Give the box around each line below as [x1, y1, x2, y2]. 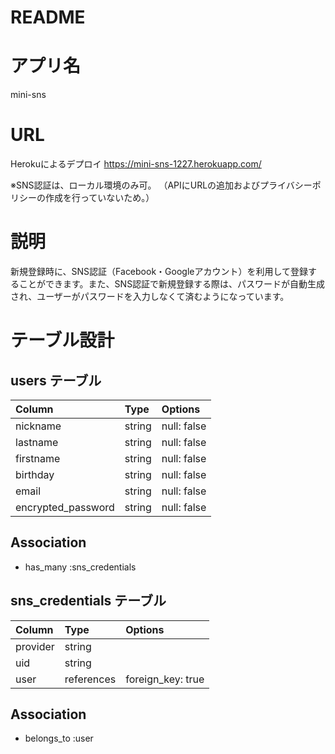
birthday [15, 468, 55, 481]
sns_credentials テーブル [10, 592, 167, 610]
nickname [15, 419, 62, 433]
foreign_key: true [125, 672, 205, 686]
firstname [15, 452, 61, 465]
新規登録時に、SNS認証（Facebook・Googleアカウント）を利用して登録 [10, 266, 309, 277]
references [64, 672, 117, 686]
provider [15, 639, 55, 653]
